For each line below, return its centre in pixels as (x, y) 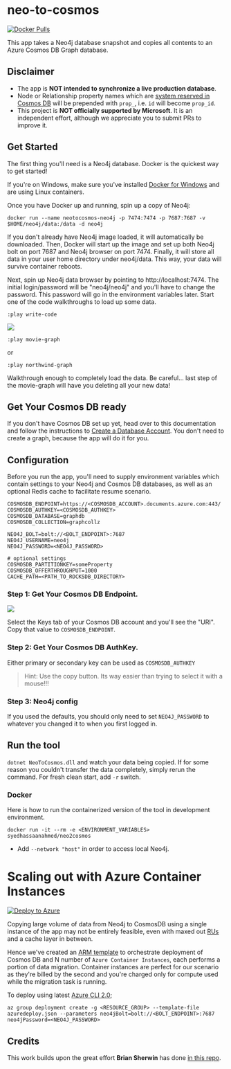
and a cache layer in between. (50, 939)
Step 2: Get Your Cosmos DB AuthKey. (73, 647)
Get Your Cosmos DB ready (67, 407)
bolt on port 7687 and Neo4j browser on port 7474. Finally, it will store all (111, 251)
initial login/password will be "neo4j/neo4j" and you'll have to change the (111, 287)
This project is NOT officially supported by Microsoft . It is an (105, 110)
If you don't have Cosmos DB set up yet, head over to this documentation (112, 424)
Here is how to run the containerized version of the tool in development (109, 810)
